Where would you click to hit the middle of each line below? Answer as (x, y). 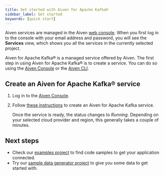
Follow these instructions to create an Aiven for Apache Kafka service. (83, 105)
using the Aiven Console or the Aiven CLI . (47, 68)
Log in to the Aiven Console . (41, 96)
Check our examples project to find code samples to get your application (86, 152)
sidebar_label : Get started (34, 14)
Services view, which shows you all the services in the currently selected (79, 43)
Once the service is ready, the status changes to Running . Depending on (85, 115)
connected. (24, 158)
